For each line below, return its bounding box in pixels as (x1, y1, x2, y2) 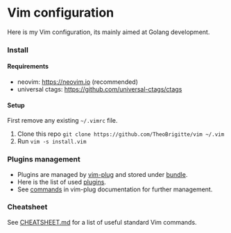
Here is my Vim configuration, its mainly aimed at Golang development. (7, 28, 210, 36)
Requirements (7, 62, 49, 71)
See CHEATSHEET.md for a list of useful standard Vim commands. (7, 218, 197, 226)
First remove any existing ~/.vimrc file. (7, 116, 118, 125)
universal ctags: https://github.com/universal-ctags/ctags (17, 85, 182, 94)
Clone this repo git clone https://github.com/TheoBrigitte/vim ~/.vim (17, 130, 225, 138)
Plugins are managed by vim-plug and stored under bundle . (17, 170, 188, 178)
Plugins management (7, 155, 81, 164)
